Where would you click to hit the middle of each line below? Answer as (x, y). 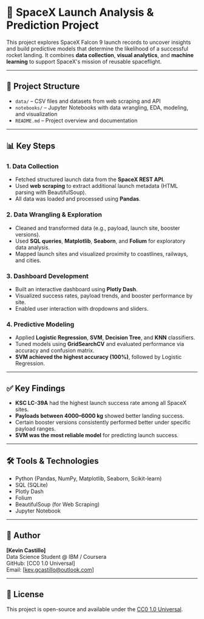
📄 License (25, 594)
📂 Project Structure (43, 87)
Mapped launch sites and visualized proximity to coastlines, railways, (101, 254)
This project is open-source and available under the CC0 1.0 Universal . (95, 609)
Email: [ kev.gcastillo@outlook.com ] (50, 569)
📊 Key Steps (31, 146)
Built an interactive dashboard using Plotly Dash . (76, 289)
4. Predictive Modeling (40, 324)
